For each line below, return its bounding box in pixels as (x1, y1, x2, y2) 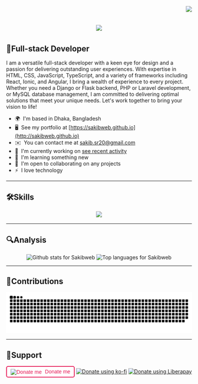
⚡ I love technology (14, 167, 63, 174)
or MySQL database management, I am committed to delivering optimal (6, 91, 179, 97)
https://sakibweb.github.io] (70, 124, 136, 131)
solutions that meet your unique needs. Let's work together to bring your (6, 97, 183, 104)
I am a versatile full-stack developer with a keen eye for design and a (6, 59, 174, 66)
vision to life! (6, 103, 37, 110)
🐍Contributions (6, 276, 64, 287)
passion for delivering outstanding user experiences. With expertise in (6, 66, 177, 73)
